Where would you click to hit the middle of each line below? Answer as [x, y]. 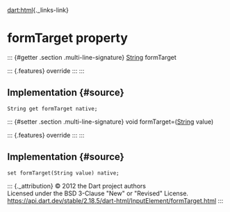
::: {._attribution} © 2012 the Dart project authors [76, 186]
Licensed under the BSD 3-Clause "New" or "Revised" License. [98, 193]
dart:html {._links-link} [38, 10]
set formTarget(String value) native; [63, 173]
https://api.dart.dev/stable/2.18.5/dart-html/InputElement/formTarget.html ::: [115, 200]
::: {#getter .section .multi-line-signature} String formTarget [92, 57]
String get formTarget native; [52, 108]
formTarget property [68, 38]
